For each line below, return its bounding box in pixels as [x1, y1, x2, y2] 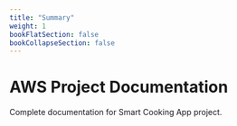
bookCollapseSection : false [9, 38, 116, 48]
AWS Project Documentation [9, 77, 229, 97]
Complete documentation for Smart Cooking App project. [9, 107, 223, 118]
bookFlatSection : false [9, 30, 100, 39]
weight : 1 [9, 22, 47, 31]
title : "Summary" [9, 13, 75, 22]
